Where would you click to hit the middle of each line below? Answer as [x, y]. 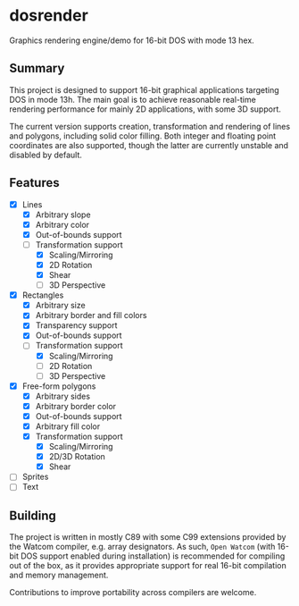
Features [34, 183]
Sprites [35, 477]
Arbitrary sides [63, 396]
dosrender [49, 16]
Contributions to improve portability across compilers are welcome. [133, 593]
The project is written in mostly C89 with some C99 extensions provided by [148, 537]
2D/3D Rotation [77, 457]
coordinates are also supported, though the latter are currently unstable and [149, 145]
